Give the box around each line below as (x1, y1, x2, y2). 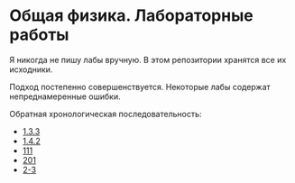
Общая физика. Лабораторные (9, 5, 254, 26)
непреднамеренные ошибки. (9, 91, 122, 102)
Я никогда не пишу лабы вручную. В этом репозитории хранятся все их (9, 54, 287, 65)
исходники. (9, 64, 53, 75)
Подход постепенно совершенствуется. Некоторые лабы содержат (9, 81, 271, 92)
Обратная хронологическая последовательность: (9, 108, 202, 119)
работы (9, 24, 69, 45)
